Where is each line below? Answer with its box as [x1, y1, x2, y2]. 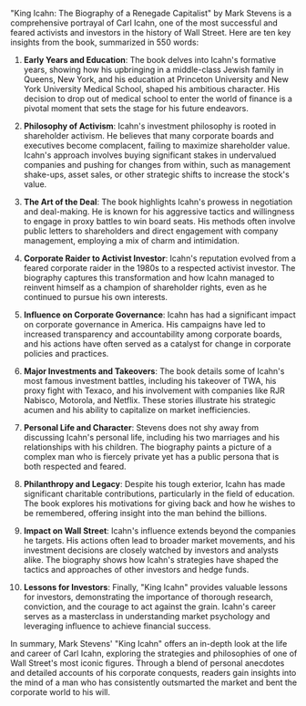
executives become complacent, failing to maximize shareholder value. [23, 140, 291, 151]
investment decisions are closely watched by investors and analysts [23, 545, 279, 555]
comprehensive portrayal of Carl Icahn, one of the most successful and [10, 17, 279, 28]
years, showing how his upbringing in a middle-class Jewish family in [23, 64, 284, 75]
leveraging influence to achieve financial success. [23, 620, 211, 631]
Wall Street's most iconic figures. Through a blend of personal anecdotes [10, 658, 285, 669]
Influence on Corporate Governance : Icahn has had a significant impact [23, 309, 297, 320]
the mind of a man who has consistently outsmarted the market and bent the [10, 677, 298, 688]
